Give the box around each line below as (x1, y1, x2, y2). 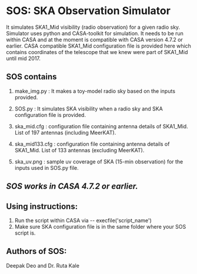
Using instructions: (6, 201, 78, 211)
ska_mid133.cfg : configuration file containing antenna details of (14, 140, 170, 148)
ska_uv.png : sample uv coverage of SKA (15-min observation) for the (14, 158, 183, 165)
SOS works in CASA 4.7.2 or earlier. (6, 181, 138, 192)
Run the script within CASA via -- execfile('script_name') (14, 216, 152, 224)
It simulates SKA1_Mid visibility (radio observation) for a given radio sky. (6, 24, 181, 31)
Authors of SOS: (6, 246, 67, 256)
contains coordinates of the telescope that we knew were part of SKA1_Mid (6, 48, 188, 55)
